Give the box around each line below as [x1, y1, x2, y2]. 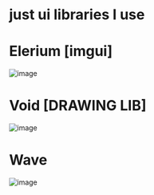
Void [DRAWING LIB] [9, 97, 147, 115]
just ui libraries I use [9, 6, 145, 24]
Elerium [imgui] [9, 42, 113, 61]
